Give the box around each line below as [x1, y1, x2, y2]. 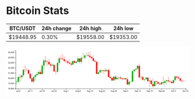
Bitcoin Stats [6, 4, 69, 17]
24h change [41, 25, 72, 32]
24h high [79, 25, 102, 32]
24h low [113, 25, 134, 32]
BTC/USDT [9, 25, 36, 32]
